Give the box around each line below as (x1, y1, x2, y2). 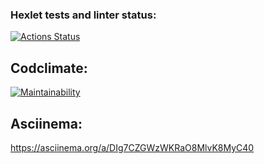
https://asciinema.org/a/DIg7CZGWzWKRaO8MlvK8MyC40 (10, 141, 255, 153)
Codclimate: (10, 59, 88, 77)
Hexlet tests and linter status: (10, 8, 157, 22)
